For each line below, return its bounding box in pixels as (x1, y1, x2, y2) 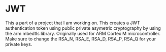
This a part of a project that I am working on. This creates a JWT (5, 20, 141, 26)
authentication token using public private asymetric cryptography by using (5, 25, 161, 31)
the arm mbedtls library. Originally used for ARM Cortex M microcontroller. (5, 30, 161, 36)
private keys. (5, 41, 32, 47)
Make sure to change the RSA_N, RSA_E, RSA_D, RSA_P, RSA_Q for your (5, 36, 156, 42)
